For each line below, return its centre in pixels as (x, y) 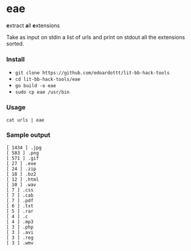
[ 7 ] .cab (20, 195)
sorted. (15, 44)
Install (16, 59)
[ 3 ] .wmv (20, 243)
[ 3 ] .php (20, 227)
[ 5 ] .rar (20, 211)
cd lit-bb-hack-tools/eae (47, 80)
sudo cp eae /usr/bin (42, 93)
